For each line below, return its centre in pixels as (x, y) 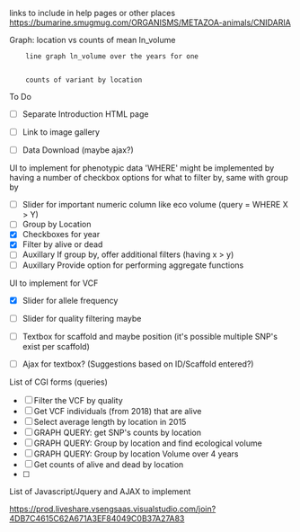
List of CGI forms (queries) (58, 382)
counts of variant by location (84, 80)
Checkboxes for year (61, 235)
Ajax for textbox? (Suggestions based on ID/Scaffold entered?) (138, 364)
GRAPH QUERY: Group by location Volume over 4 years (136, 454)
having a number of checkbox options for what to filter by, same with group (149, 178)
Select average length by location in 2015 (110, 421)
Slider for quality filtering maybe (82, 318)
